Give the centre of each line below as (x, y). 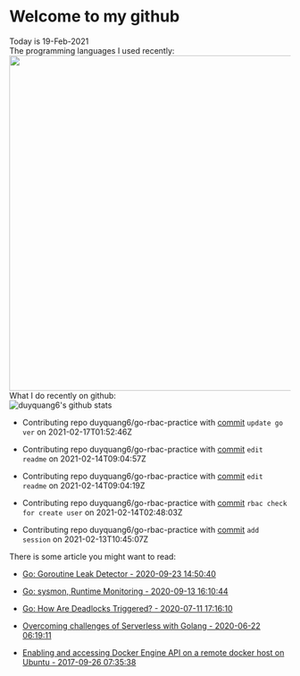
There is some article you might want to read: (93, 556)
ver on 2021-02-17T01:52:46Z (77, 432)
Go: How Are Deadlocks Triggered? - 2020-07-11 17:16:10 (128, 608)
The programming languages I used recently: (92, 50)
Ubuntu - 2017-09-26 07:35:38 (79, 662)
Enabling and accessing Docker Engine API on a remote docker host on (153, 652)
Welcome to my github (95, 17)
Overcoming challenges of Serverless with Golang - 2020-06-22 (141, 625)
